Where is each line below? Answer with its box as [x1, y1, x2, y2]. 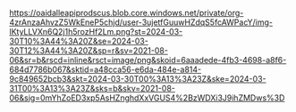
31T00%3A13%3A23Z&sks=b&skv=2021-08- [9, 84, 176, 93]
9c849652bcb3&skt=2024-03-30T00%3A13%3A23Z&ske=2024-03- [9, 74, 266, 84]
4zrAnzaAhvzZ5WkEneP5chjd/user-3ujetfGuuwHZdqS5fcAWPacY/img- [9, 17, 273, 28]
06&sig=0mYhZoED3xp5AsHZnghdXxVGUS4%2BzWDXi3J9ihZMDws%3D [9, 92, 285, 103]
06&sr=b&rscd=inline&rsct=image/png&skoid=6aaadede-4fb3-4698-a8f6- [9, 55, 287, 65]
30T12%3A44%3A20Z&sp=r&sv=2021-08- [9, 45, 168, 56]
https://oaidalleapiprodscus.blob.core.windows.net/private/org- [9, 8, 244, 18]
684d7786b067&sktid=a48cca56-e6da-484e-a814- [9, 64, 202, 75]
